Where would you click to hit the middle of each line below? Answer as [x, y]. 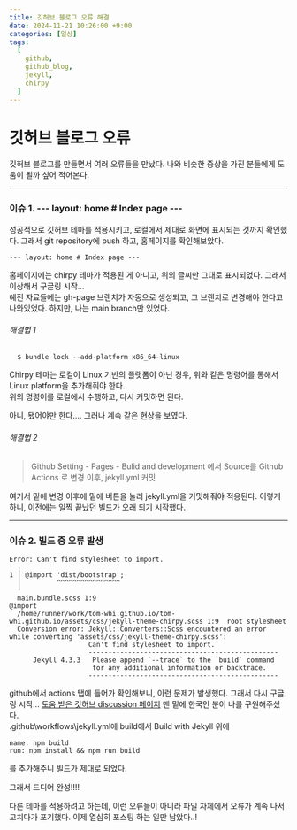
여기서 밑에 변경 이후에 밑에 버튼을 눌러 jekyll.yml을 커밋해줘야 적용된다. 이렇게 [145, 496]
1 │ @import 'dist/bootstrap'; [67, 575]
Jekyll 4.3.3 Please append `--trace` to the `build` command [153, 660]
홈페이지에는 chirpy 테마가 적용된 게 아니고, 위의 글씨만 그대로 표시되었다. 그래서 [148, 274]
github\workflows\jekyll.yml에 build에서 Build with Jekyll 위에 [121, 726]
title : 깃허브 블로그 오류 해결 [59, 17]
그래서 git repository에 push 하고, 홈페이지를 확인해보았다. [122, 241]
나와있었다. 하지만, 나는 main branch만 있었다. [90, 308]
